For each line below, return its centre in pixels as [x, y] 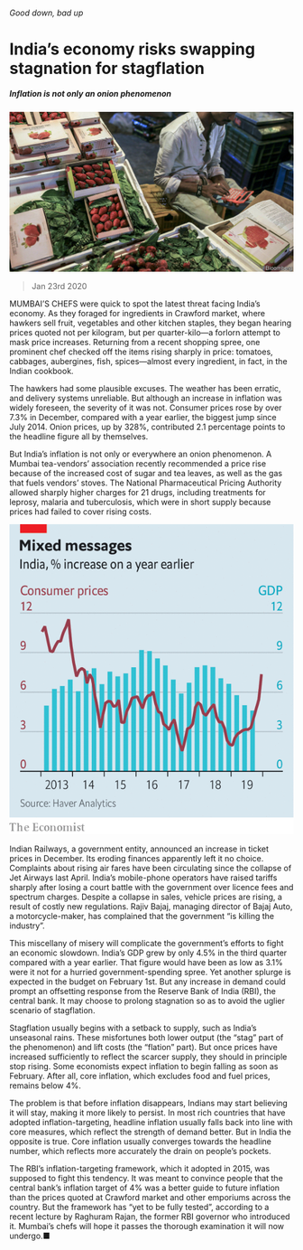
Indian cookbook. [41, 371]
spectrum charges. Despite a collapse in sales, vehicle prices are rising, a [146, 897]
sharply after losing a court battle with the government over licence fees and [151, 887]
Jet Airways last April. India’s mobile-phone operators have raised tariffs [143, 878]
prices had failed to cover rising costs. [80, 512]
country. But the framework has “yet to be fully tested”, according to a [139, 1207]
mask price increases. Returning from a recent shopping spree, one [135, 343]
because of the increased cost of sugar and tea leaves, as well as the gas [146, 474]
